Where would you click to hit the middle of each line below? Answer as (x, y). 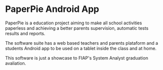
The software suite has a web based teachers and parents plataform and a (82, 43)
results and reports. (25, 33)
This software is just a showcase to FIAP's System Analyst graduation (77, 58)
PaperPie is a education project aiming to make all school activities (74, 23)
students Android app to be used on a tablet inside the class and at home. (81, 48)
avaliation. (16, 63)
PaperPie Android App (52, 9)
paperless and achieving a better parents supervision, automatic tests (77, 28)
